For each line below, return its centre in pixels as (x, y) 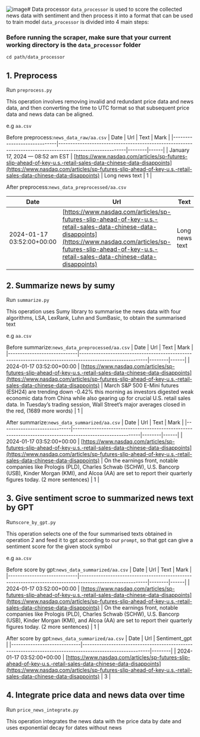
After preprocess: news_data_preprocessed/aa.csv (66, 187)
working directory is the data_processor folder (74, 45)
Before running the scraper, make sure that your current (89, 37)
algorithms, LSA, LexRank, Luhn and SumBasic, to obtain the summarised (96, 317)
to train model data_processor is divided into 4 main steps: (78, 22)
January (179, 150)
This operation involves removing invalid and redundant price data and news (100, 102)
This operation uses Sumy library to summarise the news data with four (94, 311)
